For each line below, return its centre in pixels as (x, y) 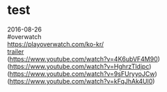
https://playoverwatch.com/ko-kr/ (56, 44)
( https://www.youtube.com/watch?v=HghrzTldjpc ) (79, 66)
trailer (16, 52)
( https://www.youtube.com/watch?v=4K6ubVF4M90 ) (83, 59)
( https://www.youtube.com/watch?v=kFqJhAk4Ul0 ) (81, 81)
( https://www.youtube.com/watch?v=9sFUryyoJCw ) (82, 74)
